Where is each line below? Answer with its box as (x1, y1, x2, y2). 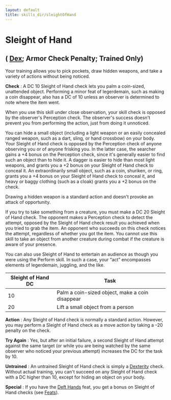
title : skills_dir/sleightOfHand (5, 12, 76, 17)
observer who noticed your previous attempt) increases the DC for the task (5, 348, 163, 354)
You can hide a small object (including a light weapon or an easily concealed (5, 130, 166, 136)
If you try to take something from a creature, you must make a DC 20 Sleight (5, 209, 165, 215)
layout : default (5, 7, 40, 13)
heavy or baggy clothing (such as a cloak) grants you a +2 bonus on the (5, 178, 156, 184)
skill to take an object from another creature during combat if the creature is (5, 236, 164, 242)
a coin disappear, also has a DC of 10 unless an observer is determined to (5, 94, 160, 100)
